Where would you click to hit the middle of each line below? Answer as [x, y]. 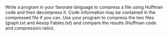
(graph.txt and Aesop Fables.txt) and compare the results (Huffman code [81, 23]
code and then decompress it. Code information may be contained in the [80, 12]
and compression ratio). [30, 28]
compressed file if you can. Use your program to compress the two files [80, 18]
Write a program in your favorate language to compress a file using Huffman [84, 7]
